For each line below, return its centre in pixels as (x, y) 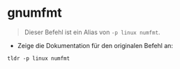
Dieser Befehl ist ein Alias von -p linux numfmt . (92, 32)
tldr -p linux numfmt (39, 58)
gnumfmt (35, 13)
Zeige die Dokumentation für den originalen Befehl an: (95, 45)
